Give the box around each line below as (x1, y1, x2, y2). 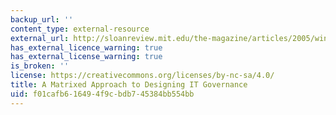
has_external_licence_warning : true (10, 42, 163, 53)
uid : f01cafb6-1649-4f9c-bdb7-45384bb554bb (10, 89, 195, 99)
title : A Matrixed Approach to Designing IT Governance (10, 80, 248, 90)
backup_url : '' (10, 14, 74, 25)
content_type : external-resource (10, 24, 150, 34)
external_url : (10, 33, 70, 43)
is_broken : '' (10, 61, 70, 71)
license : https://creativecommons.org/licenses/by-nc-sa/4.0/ (10, 71, 275, 81)
